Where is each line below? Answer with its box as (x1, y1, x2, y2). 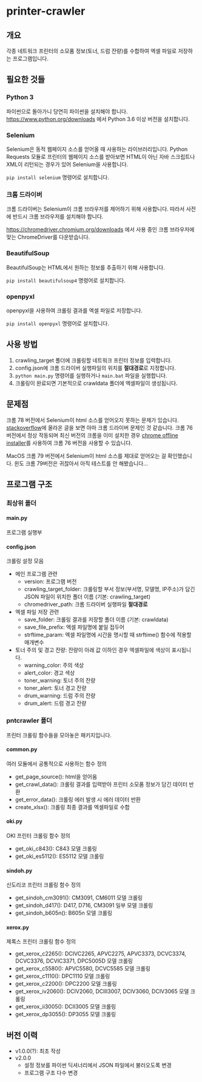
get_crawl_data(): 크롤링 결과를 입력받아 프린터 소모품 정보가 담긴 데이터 (15, 781, 188, 788)
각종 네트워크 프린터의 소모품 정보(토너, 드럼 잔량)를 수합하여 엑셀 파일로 (6, 47, 177, 54)
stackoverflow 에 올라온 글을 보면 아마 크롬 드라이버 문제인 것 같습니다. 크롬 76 (6, 424, 193, 431)
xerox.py (6, 924, 29, 931)
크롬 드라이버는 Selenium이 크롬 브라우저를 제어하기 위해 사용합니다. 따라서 (6, 205, 185, 213)
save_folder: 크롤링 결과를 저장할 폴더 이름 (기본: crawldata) (24, 616, 169, 624)
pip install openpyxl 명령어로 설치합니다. (6, 320, 110, 327)
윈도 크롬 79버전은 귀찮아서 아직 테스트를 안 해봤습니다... (14, 460, 149, 467)
